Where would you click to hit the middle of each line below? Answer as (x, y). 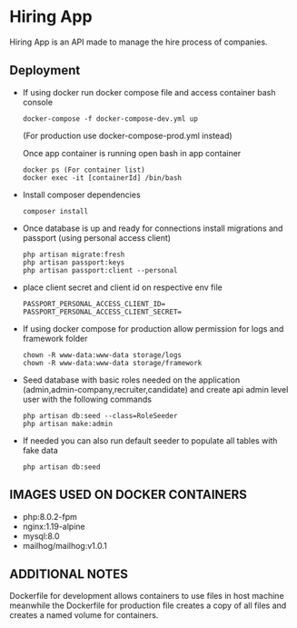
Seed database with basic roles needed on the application (131, 380)
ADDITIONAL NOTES (69, 574)
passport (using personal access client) (96, 237)
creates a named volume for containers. (84, 615)
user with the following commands (87, 399)
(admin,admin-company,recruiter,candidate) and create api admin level (155, 389)
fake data (40, 450)
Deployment (45, 70)
